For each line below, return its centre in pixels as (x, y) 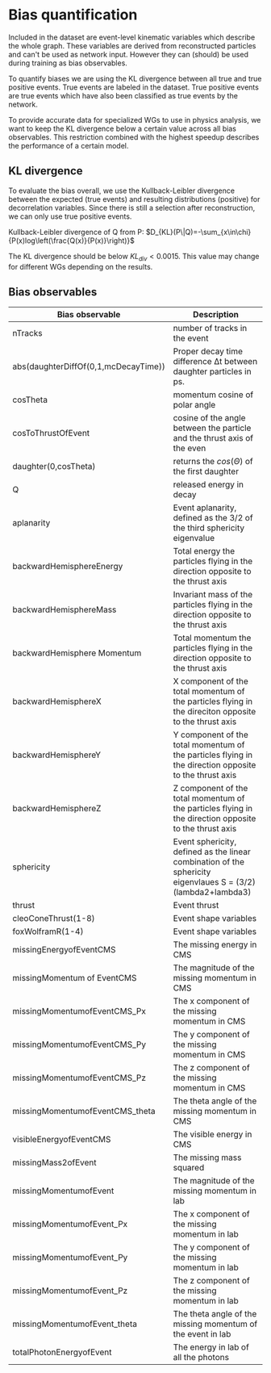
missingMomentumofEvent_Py (70, 1258)
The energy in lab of (211, 1347)
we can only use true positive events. (70, 216)
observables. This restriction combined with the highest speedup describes (134, 137)
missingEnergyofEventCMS (64, 950)
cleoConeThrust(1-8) (54, 919)
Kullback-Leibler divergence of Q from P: (76, 232)
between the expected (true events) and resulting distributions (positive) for (134, 199)
